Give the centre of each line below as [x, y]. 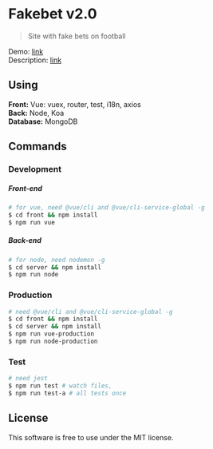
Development [35, 169]
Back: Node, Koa [36, 113]
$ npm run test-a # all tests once [67, 393]
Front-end [25, 188]
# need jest [28, 379]
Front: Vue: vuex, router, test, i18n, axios [75, 104]
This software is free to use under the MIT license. [91, 437]
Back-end [25, 240]
